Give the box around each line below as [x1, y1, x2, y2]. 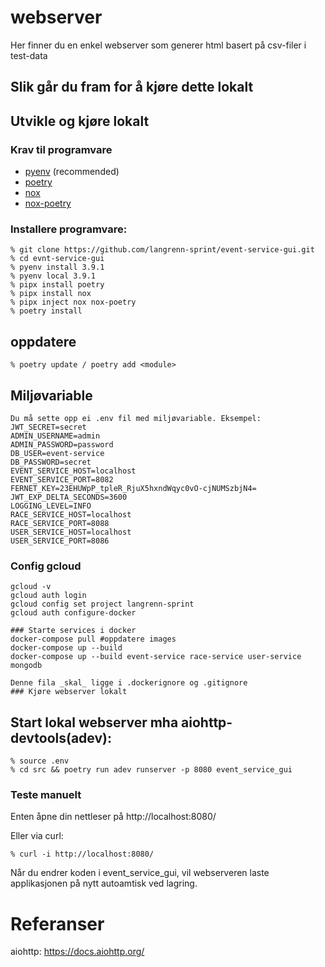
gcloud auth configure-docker [10, 608, 137, 618]
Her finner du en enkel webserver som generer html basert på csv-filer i [10, 39, 307, 51]
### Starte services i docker [10, 626, 137, 636]
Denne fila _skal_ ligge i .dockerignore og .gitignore [10, 678, 248, 688]
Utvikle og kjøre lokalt [10, 112, 150, 130]
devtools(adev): [10, 729, 113, 746]
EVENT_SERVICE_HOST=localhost [10, 466, 137, 476]
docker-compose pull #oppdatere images [10, 634, 177, 645]
